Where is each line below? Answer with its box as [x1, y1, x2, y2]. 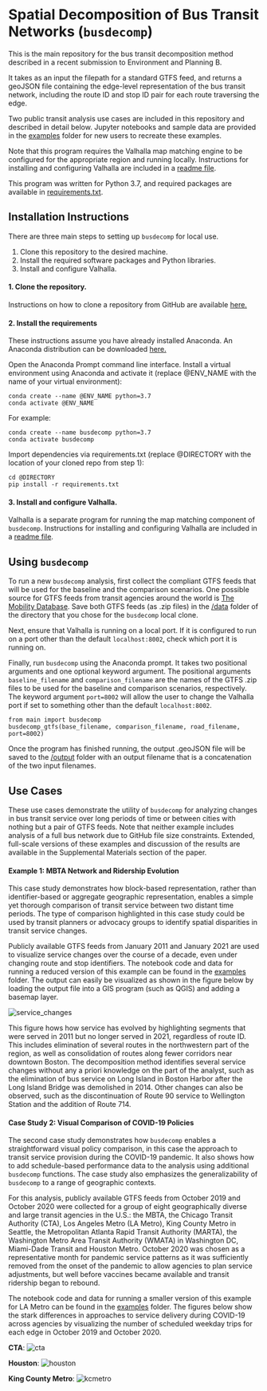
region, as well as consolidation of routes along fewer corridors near [8, 1049, 233, 1058]
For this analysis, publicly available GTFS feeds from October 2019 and [8, 1193, 241, 1203]
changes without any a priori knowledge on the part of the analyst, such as [8, 1065, 254, 1075]
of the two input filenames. [8, 761, 96, 771]
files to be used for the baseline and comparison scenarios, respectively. [8, 684, 247, 694]
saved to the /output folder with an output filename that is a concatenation [8, 753, 252, 762]
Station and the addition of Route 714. [8, 1100, 132, 1109]
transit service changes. [8, 926, 88, 935]
